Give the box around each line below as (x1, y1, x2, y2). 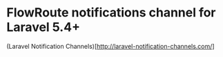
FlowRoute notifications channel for (6, 5, 216, 21)
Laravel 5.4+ (6, 19, 81, 35)
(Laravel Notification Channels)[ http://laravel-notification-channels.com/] (6, 42, 215, 50)
